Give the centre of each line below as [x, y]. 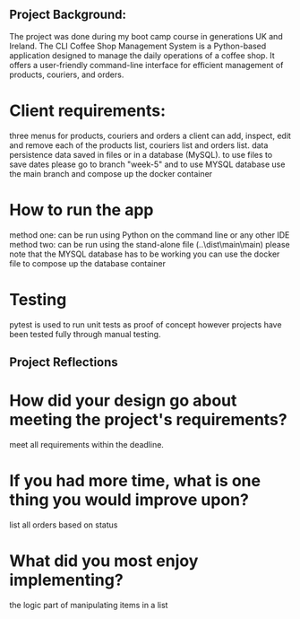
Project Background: [68, 15]
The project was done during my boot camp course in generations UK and [146, 36]
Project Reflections [64, 362]
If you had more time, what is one [135, 481]
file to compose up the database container [87, 263]
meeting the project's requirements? [149, 420]
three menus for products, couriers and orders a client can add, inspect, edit [150, 135]
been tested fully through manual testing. [85, 334]
